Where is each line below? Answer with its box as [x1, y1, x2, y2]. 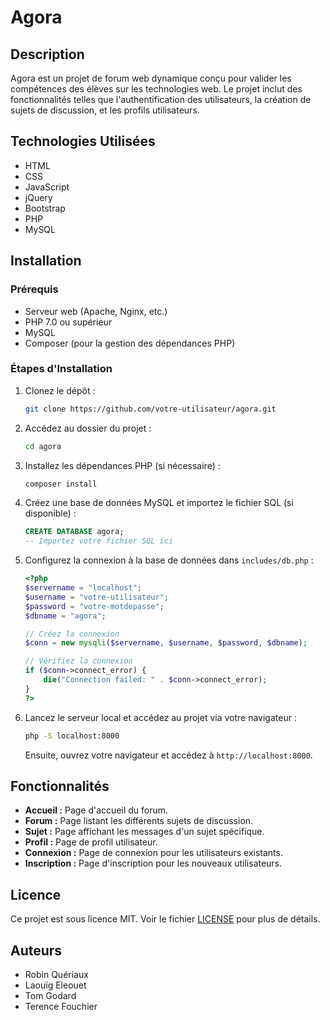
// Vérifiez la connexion [24, 656, 133, 666]
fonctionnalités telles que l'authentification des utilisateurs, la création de [10, 94, 312, 105]
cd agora [24, 441, 62, 451]
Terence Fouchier [24, 1000, 98, 1012]
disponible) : [24, 507, 77, 520]
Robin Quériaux [24, 968, 89, 980]
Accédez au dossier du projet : [24, 422, 152, 434]
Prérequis [10, 282, 59, 296]
